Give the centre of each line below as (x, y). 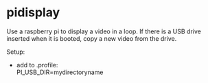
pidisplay (33, 13)
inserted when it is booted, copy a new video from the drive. (92, 38)
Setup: (16, 52)
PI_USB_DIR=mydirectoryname (60, 72)
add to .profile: (37, 65)
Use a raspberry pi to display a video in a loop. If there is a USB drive (104, 31)
